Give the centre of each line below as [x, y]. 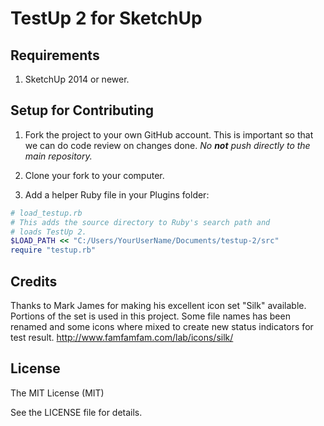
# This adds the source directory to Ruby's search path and [140, 222]
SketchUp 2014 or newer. [77, 79]
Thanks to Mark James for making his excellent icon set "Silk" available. [158, 305]
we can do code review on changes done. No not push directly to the [167, 145]
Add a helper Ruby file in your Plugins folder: [117, 194]
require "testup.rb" [53, 250]
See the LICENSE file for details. [76, 412]
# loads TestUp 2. [48, 232]
